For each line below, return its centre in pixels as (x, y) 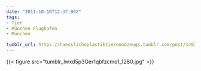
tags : (13, 17)
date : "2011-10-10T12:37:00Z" (44, 12)
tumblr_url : (21, 45)
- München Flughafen (32, 28)
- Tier (14, 23)
